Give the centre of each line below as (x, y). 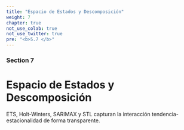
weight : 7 (19, 17)
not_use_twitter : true (34, 34)
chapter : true (24, 23)
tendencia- (165, 114)
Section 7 (20, 60)
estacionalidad (24, 120)
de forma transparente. (72, 120)
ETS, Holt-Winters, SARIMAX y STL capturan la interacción (78, 114)
